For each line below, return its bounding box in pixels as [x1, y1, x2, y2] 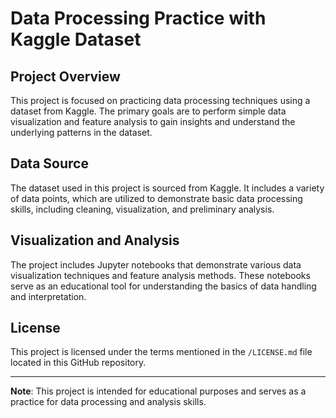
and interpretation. [10, 290, 87, 302]
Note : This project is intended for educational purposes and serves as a [10, 385, 307, 397]
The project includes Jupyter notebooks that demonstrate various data [10, 258, 302, 271]
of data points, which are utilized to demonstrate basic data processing [10, 192, 303, 204]
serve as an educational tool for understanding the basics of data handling [10, 280, 317, 292]
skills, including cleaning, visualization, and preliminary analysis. [10, 203, 275, 215]
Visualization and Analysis [10, 232, 180, 249]
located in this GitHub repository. [10, 357, 147, 369]
